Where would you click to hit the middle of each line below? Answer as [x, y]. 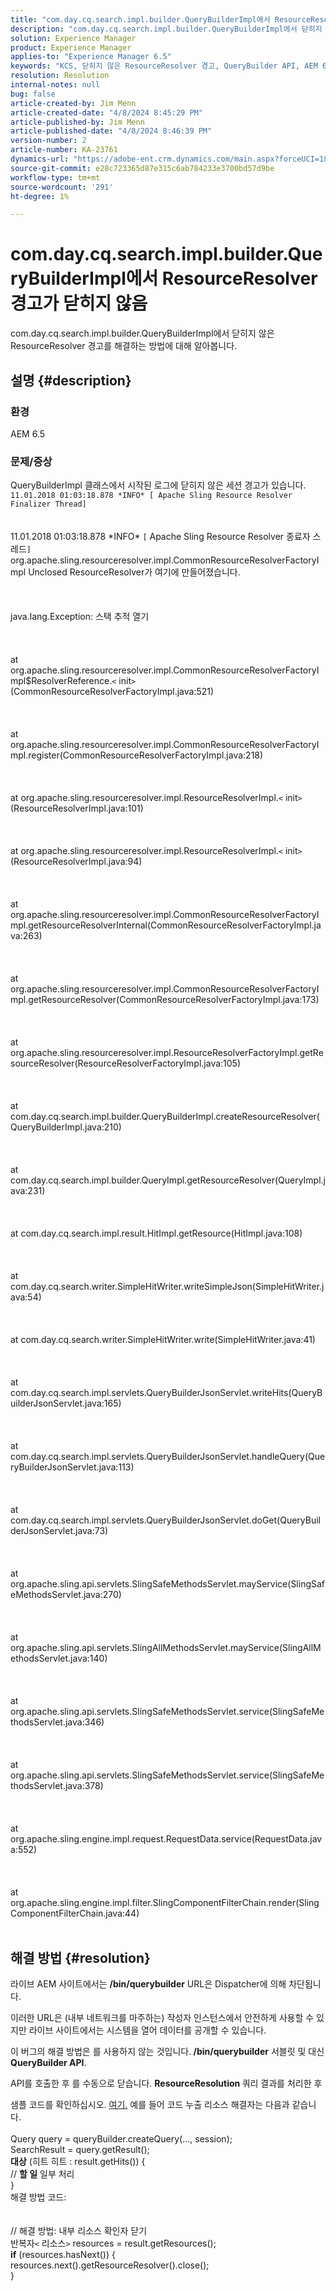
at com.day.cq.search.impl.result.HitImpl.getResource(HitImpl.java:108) [156, 1233]
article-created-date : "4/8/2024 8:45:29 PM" [106, 112]
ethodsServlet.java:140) [59, 1658]
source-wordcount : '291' [62, 187]
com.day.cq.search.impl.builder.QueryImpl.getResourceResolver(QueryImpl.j [168, 1180]
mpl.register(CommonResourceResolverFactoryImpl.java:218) [137, 755]
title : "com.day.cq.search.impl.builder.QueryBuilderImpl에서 [140, 19]
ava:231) [28, 1191]
